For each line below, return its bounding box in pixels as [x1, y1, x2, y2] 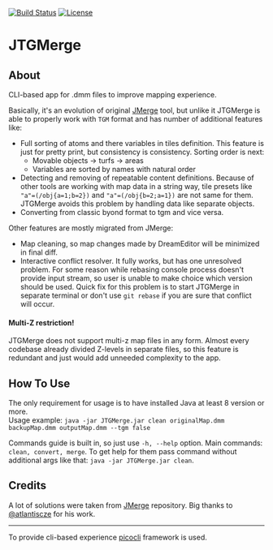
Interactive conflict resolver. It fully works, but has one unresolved [19, 256, 242, 265]
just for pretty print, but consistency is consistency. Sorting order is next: [19, 147, 265, 157]
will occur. [19, 299, 55, 308]
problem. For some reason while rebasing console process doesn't [19, 264, 245, 274]
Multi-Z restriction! [8, 317, 75, 328]
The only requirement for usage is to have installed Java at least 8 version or [8, 398, 265, 408]
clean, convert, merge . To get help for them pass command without [8, 447, 237, 457]
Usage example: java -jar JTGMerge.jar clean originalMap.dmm [8, 415, 225, 425]
